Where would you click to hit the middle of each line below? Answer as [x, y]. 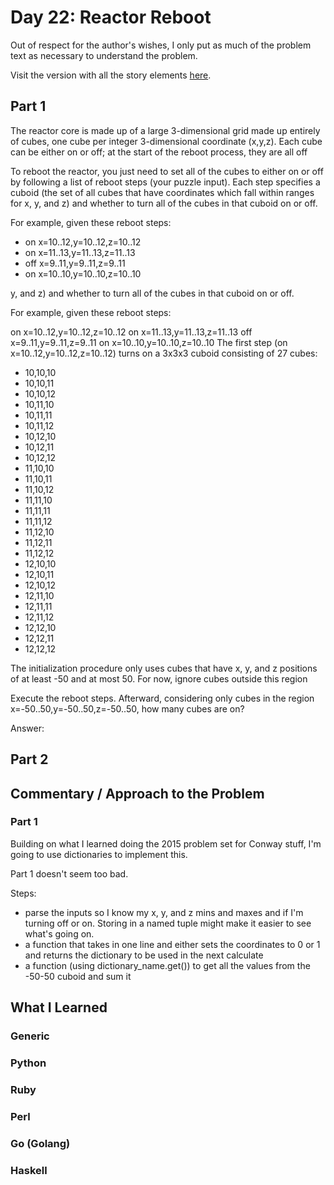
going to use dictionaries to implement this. [99, 854]
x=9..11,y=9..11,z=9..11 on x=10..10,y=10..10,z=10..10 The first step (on [149, 342]
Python [28, 1063]
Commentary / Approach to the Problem [137, 793]
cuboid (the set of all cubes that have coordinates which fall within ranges [162, 192]
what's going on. [59, 933]
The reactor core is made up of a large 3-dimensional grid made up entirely [165, 130]
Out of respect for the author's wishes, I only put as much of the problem [161, 45]
